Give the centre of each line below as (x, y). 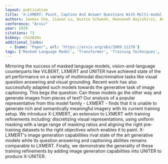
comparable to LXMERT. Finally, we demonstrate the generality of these (79, 145)
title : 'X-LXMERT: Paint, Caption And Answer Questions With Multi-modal (84, 14)
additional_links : (24, 42)
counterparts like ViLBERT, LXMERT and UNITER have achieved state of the (83, 71)
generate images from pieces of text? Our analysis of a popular (70, 97)
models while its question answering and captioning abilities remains (76, 140)
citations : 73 (20, 33)
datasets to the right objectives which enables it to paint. (80, 129)
